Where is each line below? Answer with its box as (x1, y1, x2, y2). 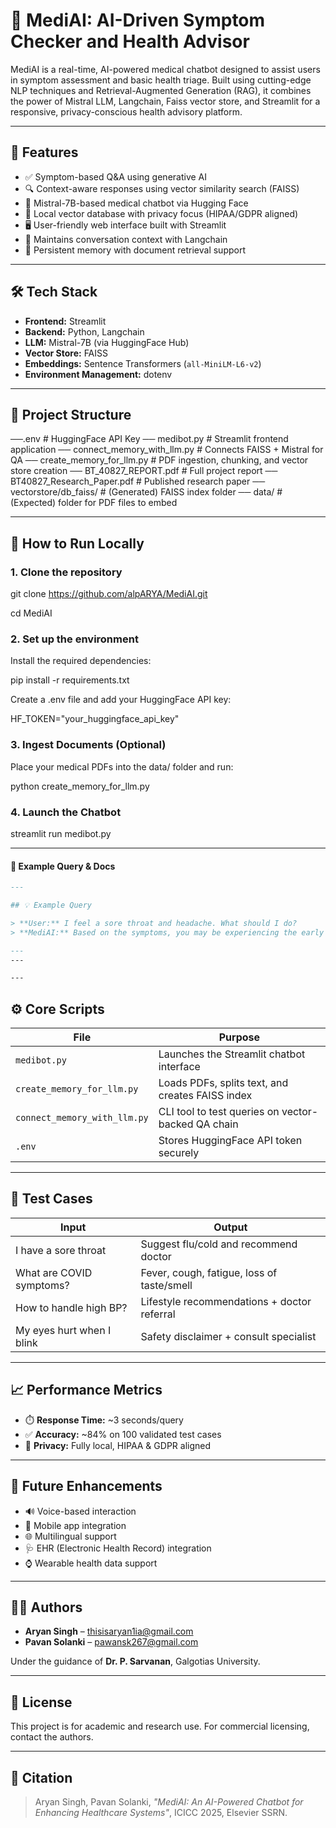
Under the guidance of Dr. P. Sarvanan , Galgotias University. (10, 1655, 261, 1668)
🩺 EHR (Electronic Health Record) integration (24, 1542, 212, 1554)
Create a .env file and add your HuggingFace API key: (10, 694, 232, 706)
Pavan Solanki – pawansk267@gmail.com (24, 1636, 199, 1648)
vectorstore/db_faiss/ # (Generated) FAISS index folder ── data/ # (10, 486, 283, 498)
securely (158, 1146, 200, 1160)
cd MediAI (10, 607, 53, 619)
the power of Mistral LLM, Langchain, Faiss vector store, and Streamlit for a (10, 95, 321, 107)
